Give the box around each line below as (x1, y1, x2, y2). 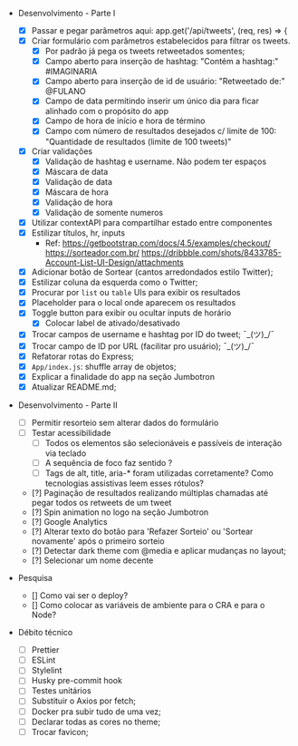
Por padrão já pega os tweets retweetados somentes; (44, 45, 245, 57)
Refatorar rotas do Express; (31, 351, 134, 362)
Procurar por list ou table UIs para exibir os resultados (31, 287, 241, 298)
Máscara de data (44, 166, 109, 177)
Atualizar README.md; (31, 381, 117, 392)
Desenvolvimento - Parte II (17, 399, 118, 411)
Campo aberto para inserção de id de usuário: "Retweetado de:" (44, 76, 285, 87)
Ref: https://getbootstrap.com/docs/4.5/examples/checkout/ (44, 237, 272, 248)
